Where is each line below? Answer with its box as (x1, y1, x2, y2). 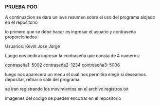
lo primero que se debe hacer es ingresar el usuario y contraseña (5, 29, 136, 35)
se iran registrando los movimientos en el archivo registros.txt (5, 86, 129, 92)
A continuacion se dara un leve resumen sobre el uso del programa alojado (5, 15, 156, 20)
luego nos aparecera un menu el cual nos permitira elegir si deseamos (5, 72, 146, 77)
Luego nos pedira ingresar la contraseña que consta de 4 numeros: (5, 53, 140, 59)
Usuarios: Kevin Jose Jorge (5, 44, 60, 49)
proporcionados (5, 34, 37, 40)
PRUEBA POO (5, 3, 37, 10)
